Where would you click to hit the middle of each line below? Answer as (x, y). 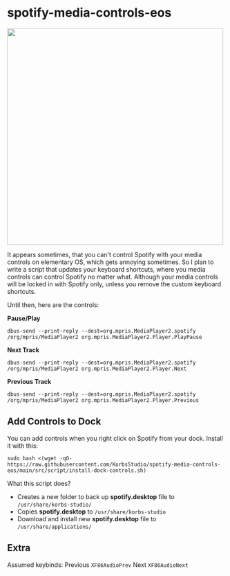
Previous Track (29, 381)
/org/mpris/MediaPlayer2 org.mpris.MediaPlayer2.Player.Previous (103, 400)
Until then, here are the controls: (53, 305)
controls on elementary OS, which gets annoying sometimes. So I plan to (111, 262)
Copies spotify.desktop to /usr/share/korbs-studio (92, 512)
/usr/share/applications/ (54, 527)
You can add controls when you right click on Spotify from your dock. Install (115, 438)
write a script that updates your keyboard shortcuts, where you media (106, 269)
